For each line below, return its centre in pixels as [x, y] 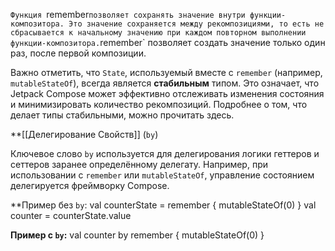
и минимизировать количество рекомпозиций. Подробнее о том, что [159, 104]
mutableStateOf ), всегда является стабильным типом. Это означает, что [165, 83]
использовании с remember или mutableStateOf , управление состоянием [162, 175]
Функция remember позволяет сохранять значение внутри [128, 14]
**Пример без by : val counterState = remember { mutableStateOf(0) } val [163, 205]
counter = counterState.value [71, 215]
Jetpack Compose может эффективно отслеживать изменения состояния [167, 93]
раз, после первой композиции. [78, 53]
